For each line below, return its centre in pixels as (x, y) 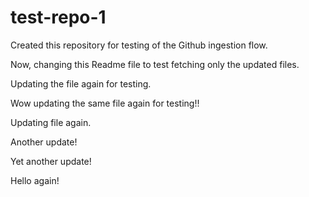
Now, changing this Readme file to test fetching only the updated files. (155, 64)
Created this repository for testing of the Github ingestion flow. (139, 45)
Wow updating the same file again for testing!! (105, 103)
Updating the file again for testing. (81, 83)
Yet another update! (51, 161)
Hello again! (35, 180)
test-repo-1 (58, 17)
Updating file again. (51, 122)
